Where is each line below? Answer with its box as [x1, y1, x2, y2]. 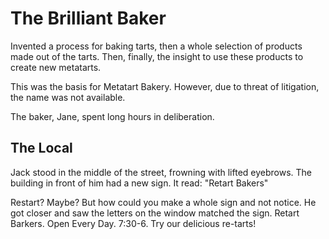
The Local [10, 140, 73, 157]
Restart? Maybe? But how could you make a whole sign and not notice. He [10, 196, 317, 208]
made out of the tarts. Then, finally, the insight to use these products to [10, 50, 304, 62]
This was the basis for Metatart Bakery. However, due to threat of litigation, [10, 80, 320, 92]
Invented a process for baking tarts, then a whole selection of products [10, 40, 303, 52]
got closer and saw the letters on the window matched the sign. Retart [10, 207, 300, 219]
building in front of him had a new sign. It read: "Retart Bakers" [10, 177, 269, 189]
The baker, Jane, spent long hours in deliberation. [10, 110, 215, 122]
